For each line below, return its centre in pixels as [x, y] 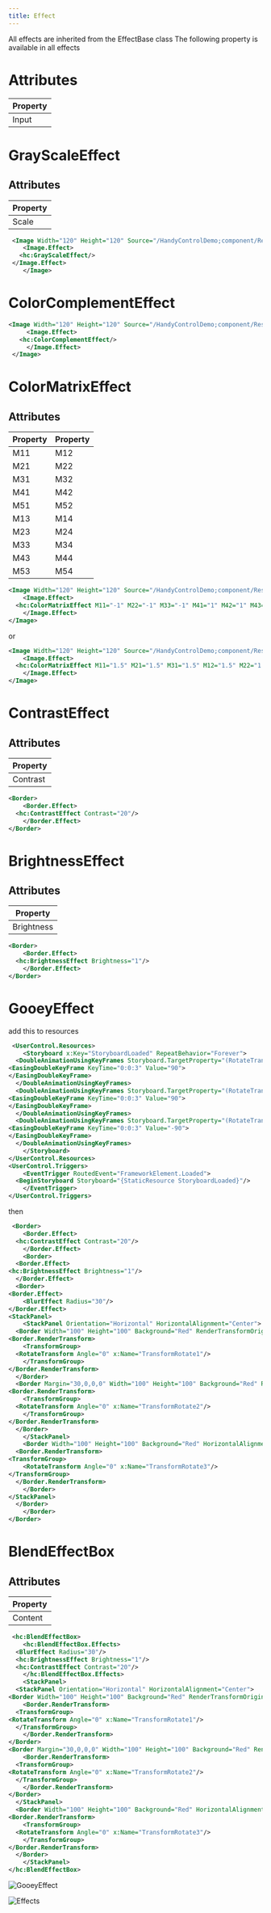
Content [27, 1618]
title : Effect [32, 16]
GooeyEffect [51, 1008]
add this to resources [44, 1030]
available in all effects [44, 47]
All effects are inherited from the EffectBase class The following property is [133, 39]
